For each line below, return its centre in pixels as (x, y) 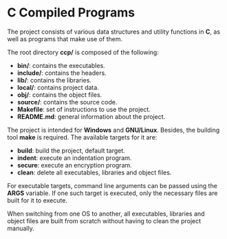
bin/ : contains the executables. (61, 65)
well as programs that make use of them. (65, 38)
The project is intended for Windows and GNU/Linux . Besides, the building (113, 130)
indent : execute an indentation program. (74, 158)
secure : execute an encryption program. (74, 165)
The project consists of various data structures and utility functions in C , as (114, 32)
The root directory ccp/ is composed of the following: (83, 52)
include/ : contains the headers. (62, 73)
